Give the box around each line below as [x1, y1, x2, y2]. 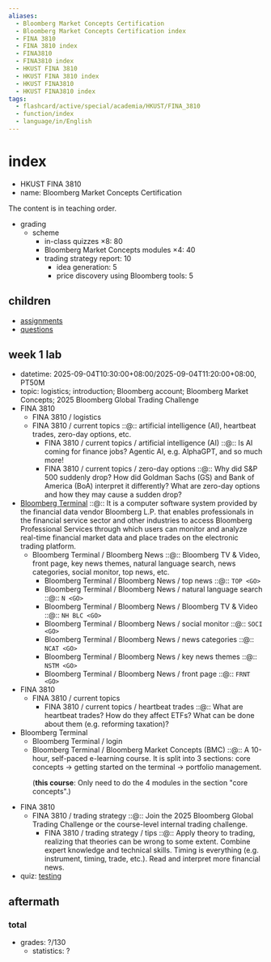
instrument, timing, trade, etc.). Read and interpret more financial [44, 854, 260, 864]
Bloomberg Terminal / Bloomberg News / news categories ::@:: [44, 635, 255, 644]
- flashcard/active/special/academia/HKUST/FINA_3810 [15, 102, 201, 110]
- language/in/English [15, 118, 92, 126]
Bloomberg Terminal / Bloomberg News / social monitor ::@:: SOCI [44, 619, 263, 629]
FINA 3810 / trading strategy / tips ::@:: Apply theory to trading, [44, 828, 256, 838]
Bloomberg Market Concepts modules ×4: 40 [44, 245, 196, 254]
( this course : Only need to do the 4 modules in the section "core [32, 778, 248, 788]
